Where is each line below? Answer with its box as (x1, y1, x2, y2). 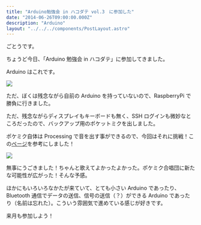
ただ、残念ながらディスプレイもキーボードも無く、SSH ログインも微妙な (6, 112, 186, 120)
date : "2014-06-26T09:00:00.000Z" (6, 14, 93, 20)
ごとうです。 (6, 43, 38, 50)
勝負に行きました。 (6, 100, 54, 107)
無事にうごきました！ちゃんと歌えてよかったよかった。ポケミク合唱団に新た (6, 164, 195, 172)
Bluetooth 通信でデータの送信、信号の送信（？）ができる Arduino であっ (6, 192, 185, 199)
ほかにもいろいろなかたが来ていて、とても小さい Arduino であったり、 (6, 184, 180, 192)
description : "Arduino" (6, 20, 66, 26)
